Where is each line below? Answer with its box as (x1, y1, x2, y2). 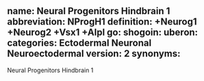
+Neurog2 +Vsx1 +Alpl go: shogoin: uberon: (7, 27, 199, 38)
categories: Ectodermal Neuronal (7, 37, 152, 49)
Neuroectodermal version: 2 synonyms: (7, 48, 181, 60)
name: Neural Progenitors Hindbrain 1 (7, 5, 170, 17)
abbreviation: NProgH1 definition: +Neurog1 (7, 16, 197, 28)
